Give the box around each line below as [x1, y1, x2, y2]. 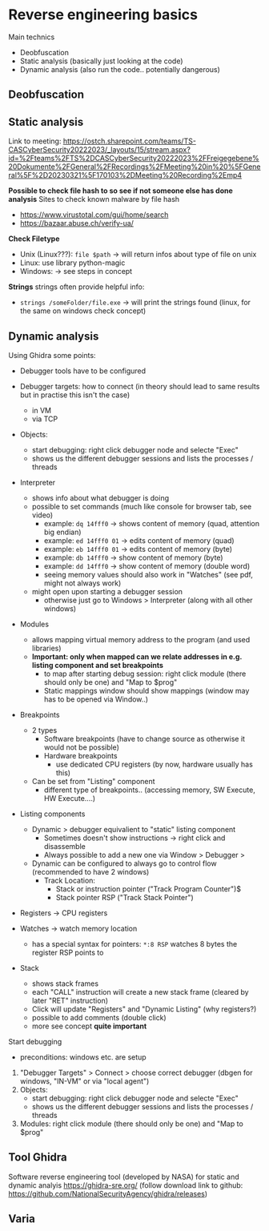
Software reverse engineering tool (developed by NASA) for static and [8, 1172, 240, 1181]
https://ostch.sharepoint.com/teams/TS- [62, 136, 196, 146]
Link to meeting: [8, 136, 62, 146]
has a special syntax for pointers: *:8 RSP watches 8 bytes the [31, 939, 238, 948]
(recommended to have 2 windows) [31, 867, 150, 876]
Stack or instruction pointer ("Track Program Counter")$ [55, 883, 242, 894]
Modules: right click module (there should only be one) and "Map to [19, 1119, 244, 1128]
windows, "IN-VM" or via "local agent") [19, 1076, 150, 1086]
